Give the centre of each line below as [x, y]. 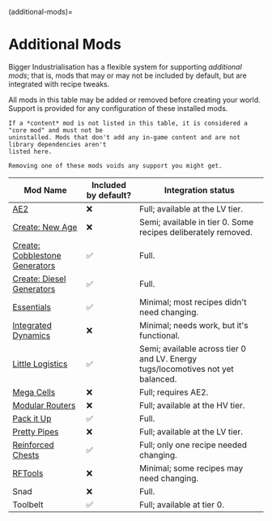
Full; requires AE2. [174, 392]
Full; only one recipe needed [193, 445]
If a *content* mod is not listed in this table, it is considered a [128, 123]
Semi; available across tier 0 [193, 348]
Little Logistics [40, 364]
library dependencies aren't [57, 144]
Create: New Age [45, 227]
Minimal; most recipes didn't [193, 301]
